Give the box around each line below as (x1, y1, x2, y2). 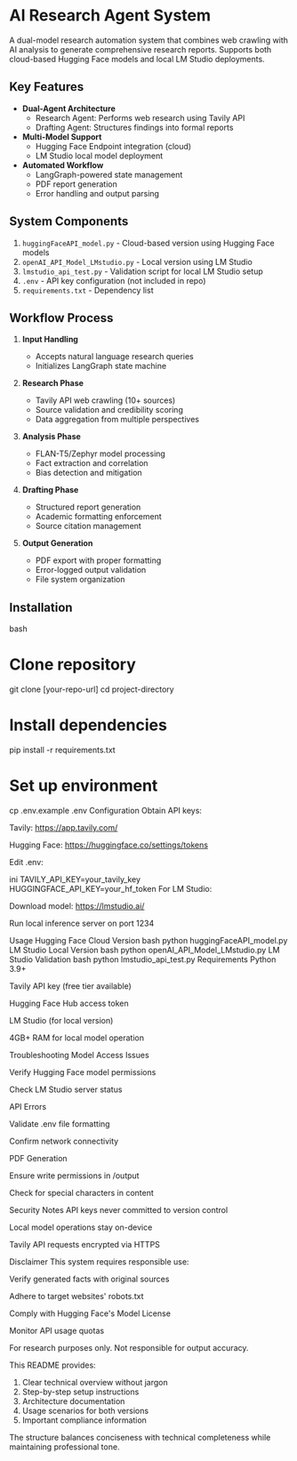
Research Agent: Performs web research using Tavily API (35, 112, 245, 123)
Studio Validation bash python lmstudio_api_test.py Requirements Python (9, 954, 277, 965)
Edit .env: (9, 857, 44, 867)
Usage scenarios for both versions (21, 1406, 149, 1416)
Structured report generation (35, 502, 141, 512)
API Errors (9, 1102, 47, 1112)
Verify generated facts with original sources (9, 1273, 170, 1284)
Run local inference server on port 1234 (9, 918, 155, 928)
